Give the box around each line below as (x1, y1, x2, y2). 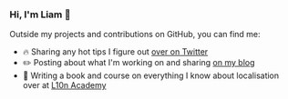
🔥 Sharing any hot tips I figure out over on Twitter (22, 46, 209, 57)
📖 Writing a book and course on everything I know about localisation (22, 70, 280, 81)
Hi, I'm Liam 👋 (9, 8, 71, 21)
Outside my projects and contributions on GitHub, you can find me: (9, 29, 262, 40)
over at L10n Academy (22, 80, 107, 91)
